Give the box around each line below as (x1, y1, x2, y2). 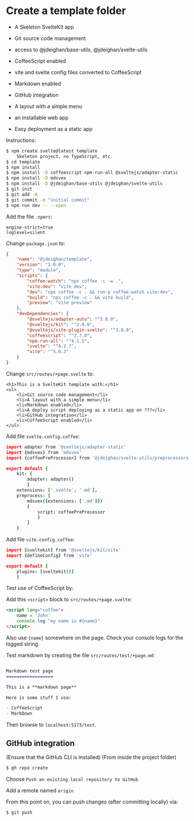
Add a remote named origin (6, 786, 74, 794)
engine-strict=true (6, 224, 54, 230)
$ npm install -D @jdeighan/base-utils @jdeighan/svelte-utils (6, 181, 163, 187)
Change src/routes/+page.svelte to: (6, 370, 94, 377)
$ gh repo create (6, 765, 48, 771)
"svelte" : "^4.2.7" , (27, 343, 77, 349)
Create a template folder (6, 4, 126, 18)
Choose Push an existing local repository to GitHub (6, 775, 139, 782)
